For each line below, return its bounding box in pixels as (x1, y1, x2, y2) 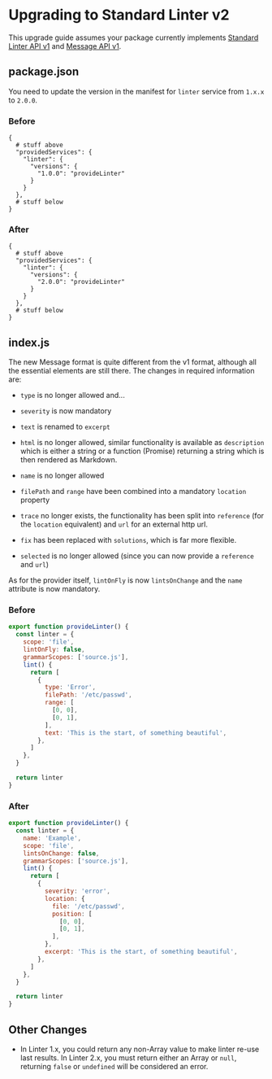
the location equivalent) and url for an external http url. (19, 519, 209, 530)
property (19, 495, 50, 505)
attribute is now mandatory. (8, 584, 101, 594)
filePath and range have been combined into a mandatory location (19, 487, 247, 496)
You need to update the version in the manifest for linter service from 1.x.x (8, 86, 265, 96)
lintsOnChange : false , (23, 849, 100, 858)
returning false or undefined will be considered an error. (19, 1061, 209, 1071)
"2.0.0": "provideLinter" (37, 278, 126, 286)
